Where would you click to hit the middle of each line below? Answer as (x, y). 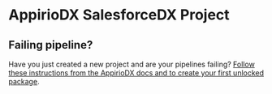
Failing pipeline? (51, 45)
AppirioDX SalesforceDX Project (119, 15)
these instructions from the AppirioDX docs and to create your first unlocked (136, 73)
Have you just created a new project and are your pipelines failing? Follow (132, 64)
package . (24, 81)
